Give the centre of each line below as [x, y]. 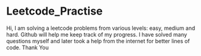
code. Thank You [28, 47]
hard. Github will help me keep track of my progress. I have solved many [97, 34]
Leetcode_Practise [55, 11]
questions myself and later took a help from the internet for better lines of [98, 41]
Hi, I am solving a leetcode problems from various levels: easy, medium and [101, 28]
